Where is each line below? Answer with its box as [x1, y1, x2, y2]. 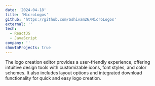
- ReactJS [10, 31, 30, 36]
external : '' [5, 21, 33, 27]
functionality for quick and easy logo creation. [5, 75, 101, 81]
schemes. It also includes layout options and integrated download [5, 69, 142, 76]
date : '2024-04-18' [5, 7, 47, 13]
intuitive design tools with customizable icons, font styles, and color [5, 64, 147, 70]
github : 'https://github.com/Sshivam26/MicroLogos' [5, 17, 117, 22]
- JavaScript [10, 36, 37, 41]
